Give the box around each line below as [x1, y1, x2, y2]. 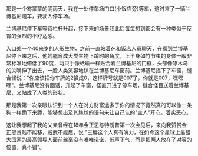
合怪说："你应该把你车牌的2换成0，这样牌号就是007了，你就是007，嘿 [6, 74, 179, 81]
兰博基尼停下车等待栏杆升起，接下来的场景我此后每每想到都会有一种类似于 [6, 25, 187, 32]
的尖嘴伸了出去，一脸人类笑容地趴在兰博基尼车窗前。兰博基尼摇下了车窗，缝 [6, 67, 192, 74]
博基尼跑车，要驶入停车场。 [6, 12, 74, 19]
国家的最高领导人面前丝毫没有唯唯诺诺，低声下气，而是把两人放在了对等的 [11, 136, 192, 143]
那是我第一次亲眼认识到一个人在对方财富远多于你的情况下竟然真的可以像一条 [6, 102, 192, 108]
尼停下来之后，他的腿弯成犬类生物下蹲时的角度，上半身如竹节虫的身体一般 [6, 52, 187, 59]
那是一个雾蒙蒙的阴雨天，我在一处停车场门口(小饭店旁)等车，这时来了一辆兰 [6, 5, 191, 12]
